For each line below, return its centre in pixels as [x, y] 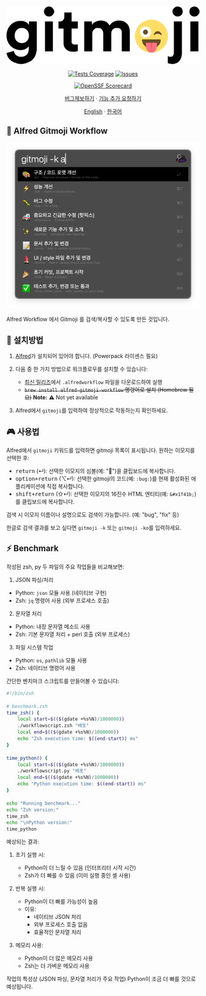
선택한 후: [18, 458]
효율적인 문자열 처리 [57, 932]
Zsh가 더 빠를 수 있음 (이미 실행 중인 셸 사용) [77, 875]
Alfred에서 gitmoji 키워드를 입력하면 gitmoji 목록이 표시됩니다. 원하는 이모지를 [101, 450]
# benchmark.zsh [27, 706]
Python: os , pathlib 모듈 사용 [51, 660]
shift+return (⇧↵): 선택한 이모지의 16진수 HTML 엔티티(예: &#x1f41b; [105, 494]
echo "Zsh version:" [33, 810]
